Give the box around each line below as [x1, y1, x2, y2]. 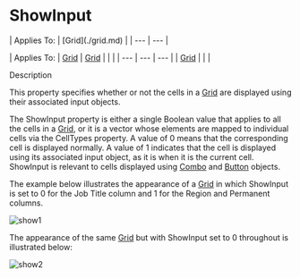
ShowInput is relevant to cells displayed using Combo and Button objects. [9, 161, 280, 172]
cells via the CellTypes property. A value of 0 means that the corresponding [9, 132, 288, 143]
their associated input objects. [9, 96, 121, 107]
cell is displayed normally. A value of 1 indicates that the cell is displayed [9, 142, 277, 153]
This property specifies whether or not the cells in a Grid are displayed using [9, 87, 292, 97]
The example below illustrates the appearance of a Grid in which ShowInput [9, 178, 289, 189]
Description [9, 69, 52, 80]
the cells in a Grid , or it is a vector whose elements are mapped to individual [9, 122, 289, 134]
